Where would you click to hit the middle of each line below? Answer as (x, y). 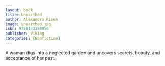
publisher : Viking (25, 34)
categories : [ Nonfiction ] (33, 39)
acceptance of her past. (31, 58)
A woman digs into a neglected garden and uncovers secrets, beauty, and (83, 53)
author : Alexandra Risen (32, 19)
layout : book (19, 10)
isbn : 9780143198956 (27, 29)
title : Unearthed (24, 15)
